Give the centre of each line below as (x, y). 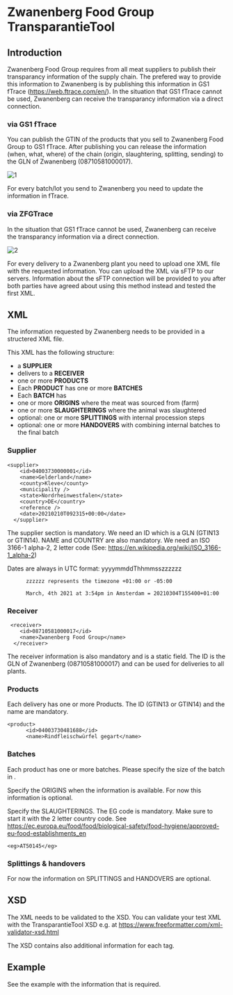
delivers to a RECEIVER (51, 374)
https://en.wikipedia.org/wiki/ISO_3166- (164, 548)
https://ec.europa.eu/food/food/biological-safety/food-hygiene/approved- (113, 826)
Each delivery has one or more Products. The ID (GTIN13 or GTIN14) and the (116, 704)
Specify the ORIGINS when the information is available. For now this (104, 790)
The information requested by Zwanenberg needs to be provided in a (106, 332)
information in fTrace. (38, 196)
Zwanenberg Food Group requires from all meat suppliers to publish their (112, 69)
